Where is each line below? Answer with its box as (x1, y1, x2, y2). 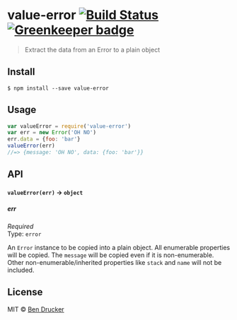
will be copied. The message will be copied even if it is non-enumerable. (7, 251, 214, 259)
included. (7, 266, 35, 274)
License (7, 286, 43, 298)
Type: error (7, 230, 42, 238)
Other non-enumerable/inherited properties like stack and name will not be (7, 258, 222, 266)
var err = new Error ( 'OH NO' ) (7, 129, 97, 136)
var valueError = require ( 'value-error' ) (7, 122, 132, 130)
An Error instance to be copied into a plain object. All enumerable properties (7, 243, 231, 251)
